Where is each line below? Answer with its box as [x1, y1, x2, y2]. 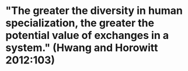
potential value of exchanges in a [5, 29, 169, 42]
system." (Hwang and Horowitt [5, 41, 158, 55]
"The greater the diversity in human [5, 4, 183, 17]
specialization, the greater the [5, 16, 155, 30]
